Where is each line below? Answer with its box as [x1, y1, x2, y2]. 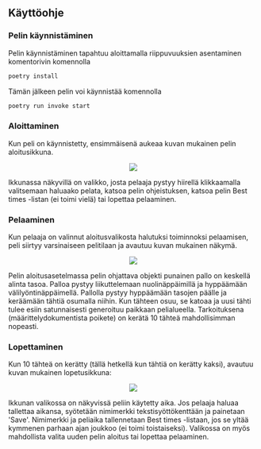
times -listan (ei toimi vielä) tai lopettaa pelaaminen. [8, 194, 177, 203]
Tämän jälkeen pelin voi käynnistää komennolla [8, 87, 162, 96]
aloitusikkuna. [8, 147, 54, 157]
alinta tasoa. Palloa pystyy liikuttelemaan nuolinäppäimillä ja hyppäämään [8, 280, 248, 289]
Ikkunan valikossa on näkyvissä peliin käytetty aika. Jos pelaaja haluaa [8, 398, 240, 408]
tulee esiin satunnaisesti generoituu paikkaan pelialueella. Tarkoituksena [8, 305, 244, 315]
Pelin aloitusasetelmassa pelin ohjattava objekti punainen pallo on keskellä [8, 271, 251, 281]
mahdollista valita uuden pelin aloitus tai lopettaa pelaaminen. [8, 432, 209, 442]
